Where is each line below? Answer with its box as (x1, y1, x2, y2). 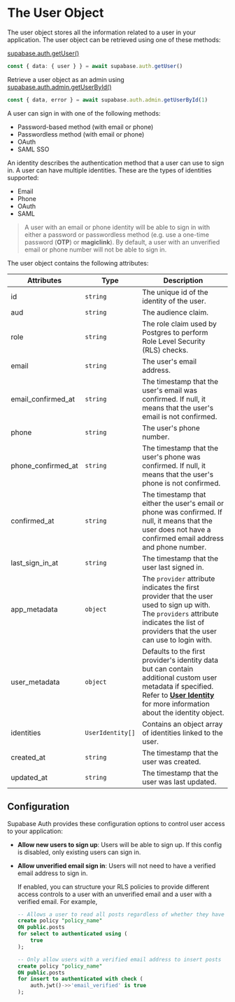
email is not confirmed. (142, 411, 218, 421)
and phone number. (142, 542, 207, 551)
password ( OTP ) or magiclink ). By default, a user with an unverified (24, 238, 220, 246)
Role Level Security (142, 336, 206, 346)
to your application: (7, 827, 63, 835)
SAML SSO (17, 145, 50, 153)
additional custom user (142, 673, 218, 682)
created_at (10, 752, 46, 762)
